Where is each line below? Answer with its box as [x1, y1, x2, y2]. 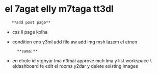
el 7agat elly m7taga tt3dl [5, 3, 114, 15]
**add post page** [11, 20, 51, 25]
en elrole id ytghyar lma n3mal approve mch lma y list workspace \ [12, 57, 152, 64]
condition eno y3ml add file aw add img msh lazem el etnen [12, 39, 138, 45]
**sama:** [17, 48, 38, 54]
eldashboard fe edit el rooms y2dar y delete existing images [12, 63, 138, 69]
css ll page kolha [12, 29, 48, 35]
